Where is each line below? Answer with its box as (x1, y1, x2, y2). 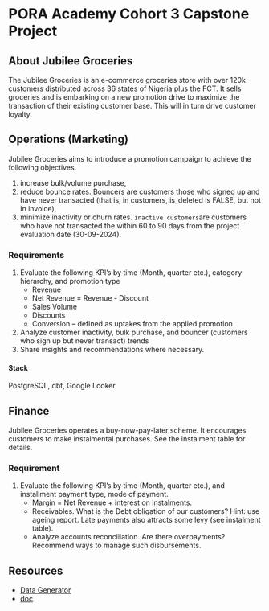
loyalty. (8, 109, 32, 119)
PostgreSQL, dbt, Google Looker (8, 381, 116, 391)
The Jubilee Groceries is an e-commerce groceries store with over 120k (8, 76, 247, 84)
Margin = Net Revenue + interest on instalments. (31, 498, 193, 507)
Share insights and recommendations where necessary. (19, 345, 205, 355)
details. (8, 443, 33, 453)
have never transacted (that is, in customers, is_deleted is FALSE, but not (19, 195, 261, 205)
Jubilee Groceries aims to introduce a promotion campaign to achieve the (8, 154, 251, 163)
